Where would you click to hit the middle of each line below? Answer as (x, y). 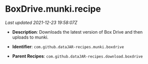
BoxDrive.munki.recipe (53, 9)
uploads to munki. (30, 37)
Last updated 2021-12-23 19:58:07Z (41, 22)
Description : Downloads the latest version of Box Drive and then (77, 32)
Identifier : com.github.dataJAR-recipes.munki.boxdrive (68, 46)
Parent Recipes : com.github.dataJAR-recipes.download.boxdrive (77, 56)
